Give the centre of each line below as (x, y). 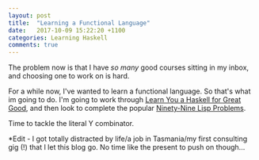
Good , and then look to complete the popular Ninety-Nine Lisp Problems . (127, 109)
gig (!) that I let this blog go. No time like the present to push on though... (127, 147)
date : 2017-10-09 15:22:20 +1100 (67, 30)
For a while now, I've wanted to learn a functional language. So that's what (129, 91)
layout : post (30, 15)
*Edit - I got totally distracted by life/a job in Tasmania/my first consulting (128, 139)
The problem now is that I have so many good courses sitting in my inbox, (129, 67)
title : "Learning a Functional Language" (79, 23)
